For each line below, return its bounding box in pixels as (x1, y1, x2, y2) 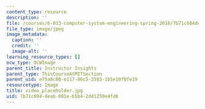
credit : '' (12, 43, 40, 49)
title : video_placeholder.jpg (6, 88, 84, 94)
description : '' (6, 15, 48, 21)
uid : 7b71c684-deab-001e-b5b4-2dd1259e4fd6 (6, 93, 119, 99)
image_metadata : (6, 31, 48, 38)
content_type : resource (6, 8, 67, 15)
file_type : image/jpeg (6, 25, 64, 32)
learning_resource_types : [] (6, 54, 81, 60)
